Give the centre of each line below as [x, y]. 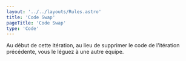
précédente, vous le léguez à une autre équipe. [65, 52]
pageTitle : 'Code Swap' [36, 23]
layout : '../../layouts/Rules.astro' [54, 12]
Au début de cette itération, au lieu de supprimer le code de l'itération [93, 45]
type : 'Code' [23, 28]
